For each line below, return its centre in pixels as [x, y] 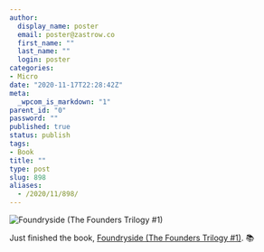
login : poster [44, 60]
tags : [19, 144]
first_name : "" [46, 43]
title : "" [28, 160]
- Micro [24, 77]
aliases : [26, 186]
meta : [19, 93]
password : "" [34, 118]
